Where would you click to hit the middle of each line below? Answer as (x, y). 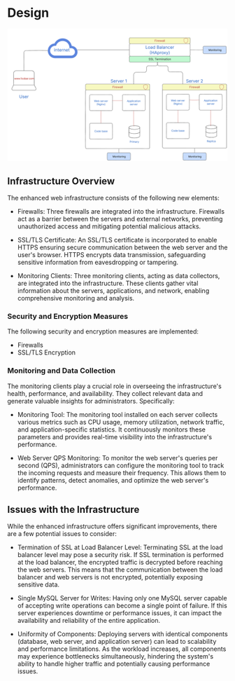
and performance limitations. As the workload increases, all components (122, 649)
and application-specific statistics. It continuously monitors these (112, 429)
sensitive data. (38, 585)
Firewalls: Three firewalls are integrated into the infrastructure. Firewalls (121, 211)
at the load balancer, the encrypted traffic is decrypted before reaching (120, 563)
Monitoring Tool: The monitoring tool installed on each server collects (117, 414)
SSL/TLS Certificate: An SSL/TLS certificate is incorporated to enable (117, 240)
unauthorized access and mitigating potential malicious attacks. (109, 226)
